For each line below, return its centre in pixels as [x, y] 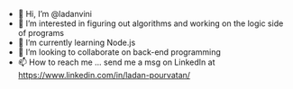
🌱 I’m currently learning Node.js [77, 42]
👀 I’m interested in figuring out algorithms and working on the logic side [151, 23]
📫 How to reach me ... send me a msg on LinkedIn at [116, 62]
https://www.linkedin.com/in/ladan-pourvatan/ [104, 75]
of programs [41, 33]
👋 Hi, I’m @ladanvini [55, 14]
